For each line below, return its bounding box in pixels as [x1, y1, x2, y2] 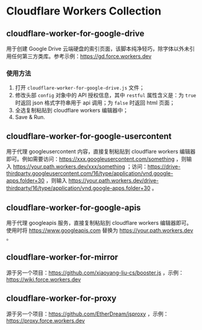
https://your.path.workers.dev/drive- [68, 177, 159, 184]
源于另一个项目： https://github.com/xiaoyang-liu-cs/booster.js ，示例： [6, 269, 184, 276]
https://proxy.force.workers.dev [6, 317, 86, 324]
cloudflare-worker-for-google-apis [6, 202, 141, 213]
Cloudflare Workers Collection [6, 4, 162, 18]
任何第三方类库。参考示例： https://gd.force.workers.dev [11, 53, 152, 60]
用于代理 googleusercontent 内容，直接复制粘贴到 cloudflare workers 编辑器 [6, 148, 196, 155]
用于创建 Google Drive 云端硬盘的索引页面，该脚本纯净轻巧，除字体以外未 [6, 45, 190, 52]
